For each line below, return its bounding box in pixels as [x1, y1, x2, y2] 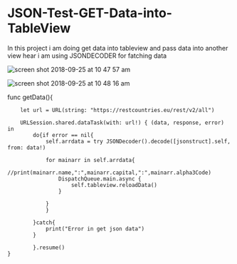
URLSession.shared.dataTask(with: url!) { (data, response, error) [20, 119, 224, 126]
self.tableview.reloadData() [70, 181, 158, 188]
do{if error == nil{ [33, 131, 94, 138]
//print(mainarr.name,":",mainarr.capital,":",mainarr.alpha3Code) [7, 169, 212, 176]
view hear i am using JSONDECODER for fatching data [7, 51, 167, 60]
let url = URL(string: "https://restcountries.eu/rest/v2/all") [20, 106, 215, 113]
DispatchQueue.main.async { [58, 175, 142, 183]
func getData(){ [7, 93, 53, 101]
